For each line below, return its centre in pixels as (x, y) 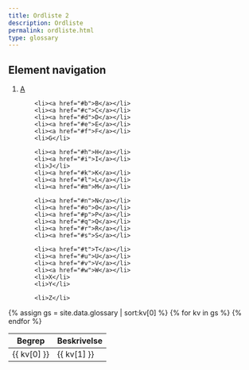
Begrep (31, 341)
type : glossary (33, 38)
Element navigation (57, 69)
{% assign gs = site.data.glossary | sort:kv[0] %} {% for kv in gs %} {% (125, 313)
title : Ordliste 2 (39, 15)
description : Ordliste (46, 23)
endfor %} (25, 322)
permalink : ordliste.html (51, 30)
